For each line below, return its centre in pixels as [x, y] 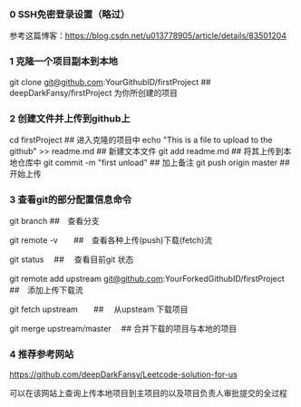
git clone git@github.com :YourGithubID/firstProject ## [110, 82]
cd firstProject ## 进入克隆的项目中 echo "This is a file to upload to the [141, 140]
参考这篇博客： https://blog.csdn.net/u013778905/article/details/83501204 [148, 36]
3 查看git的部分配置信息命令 [71, 199]
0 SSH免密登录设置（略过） [70, 14]
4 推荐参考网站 [42, 354]
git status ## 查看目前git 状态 [72, 259]
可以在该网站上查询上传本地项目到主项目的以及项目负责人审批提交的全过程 [148, 393]
